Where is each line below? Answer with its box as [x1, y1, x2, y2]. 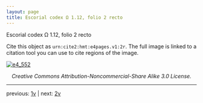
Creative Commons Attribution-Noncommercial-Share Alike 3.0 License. [11, 72, 192, 80]
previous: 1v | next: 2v [6, 90, 61, 97]
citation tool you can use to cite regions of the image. [6, 49, 139, 56]
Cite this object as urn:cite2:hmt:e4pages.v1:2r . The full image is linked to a [6, 43, 197, 50]
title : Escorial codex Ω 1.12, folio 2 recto [6, 14, 123, 20]
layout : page [6, 8, 39, 15]
